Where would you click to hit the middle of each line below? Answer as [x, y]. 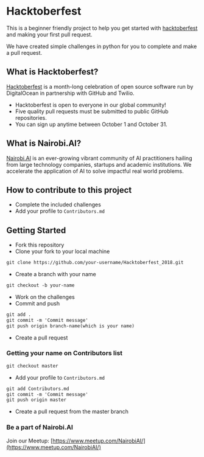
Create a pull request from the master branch [72, 411]
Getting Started [36, 230]
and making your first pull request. [49, 34]
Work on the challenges [45, 297]
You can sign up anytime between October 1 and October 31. [91, 124]
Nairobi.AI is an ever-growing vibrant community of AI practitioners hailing [99, 158]
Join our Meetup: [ [30, 441]
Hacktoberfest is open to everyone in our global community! [90, 105]
